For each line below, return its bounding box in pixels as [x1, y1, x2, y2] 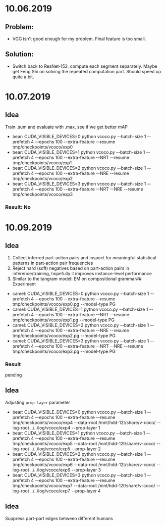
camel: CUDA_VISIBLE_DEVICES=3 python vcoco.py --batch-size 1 [12, 337, 149, 344]
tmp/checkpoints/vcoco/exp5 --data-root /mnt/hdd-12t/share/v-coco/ [12, 440, 156, 446]
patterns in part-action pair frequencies [12, 260, 93, 266]
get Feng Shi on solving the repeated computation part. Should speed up [12, 68, 161, 74]
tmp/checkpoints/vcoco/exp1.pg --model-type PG [12, 317, 115, 323]
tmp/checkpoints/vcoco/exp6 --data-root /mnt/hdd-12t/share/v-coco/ [12, 461, 156, 468]
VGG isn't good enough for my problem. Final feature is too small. [12, 36, 146, 42]
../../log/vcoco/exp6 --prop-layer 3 [30, 467, 101, 473]
